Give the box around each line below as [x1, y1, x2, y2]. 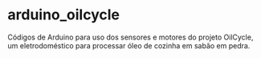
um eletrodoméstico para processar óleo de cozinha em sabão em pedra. [7, 40, 251, 50]
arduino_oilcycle [7, 6, 120, 24]
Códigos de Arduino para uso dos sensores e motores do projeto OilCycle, [7, 32, 254, 42]
